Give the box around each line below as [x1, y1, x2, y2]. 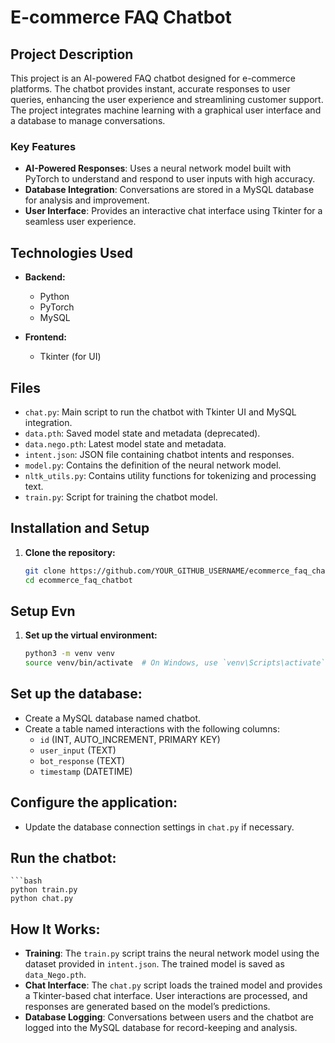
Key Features [10, 139, 77, 153]
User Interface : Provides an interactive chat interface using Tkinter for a [24, 205, 323, 217]
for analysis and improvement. [24, 194, 150, 206]
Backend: [24, 271, 66, 283]
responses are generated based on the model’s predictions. [24, 1001, 271, 1013]
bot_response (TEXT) [39, 754, 126, 766]
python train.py [10, 885, 78, 895]
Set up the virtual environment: [24, 629, 158, 641]
